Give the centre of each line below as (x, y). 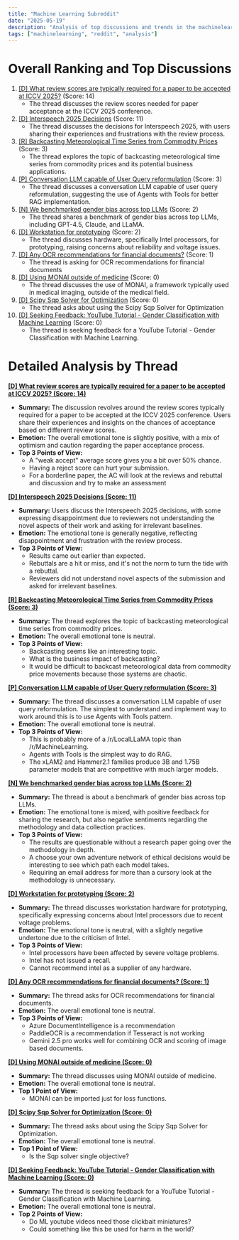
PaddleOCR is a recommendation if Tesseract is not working (117, 1033)
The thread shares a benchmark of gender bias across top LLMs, (124, 217)
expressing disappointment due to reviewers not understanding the (116, 518)
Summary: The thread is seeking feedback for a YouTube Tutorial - (116, 1192)
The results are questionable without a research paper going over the (130, 842)
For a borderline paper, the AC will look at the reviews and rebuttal (126, 475)
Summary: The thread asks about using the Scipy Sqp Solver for (113, 1126)
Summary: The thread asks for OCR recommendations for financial (116, 996)
